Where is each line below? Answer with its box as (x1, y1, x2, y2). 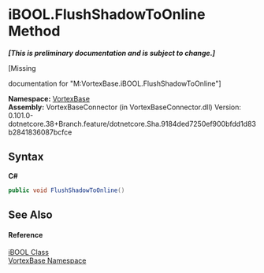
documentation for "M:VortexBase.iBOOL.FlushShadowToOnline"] (8, 79, 222, 88)
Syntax (8, 150, 44, 164)
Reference (8, 230, 43, 239)
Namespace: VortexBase (8, 94, 91, 103)
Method (8, 22, 61, 40)
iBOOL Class (8, 248, 50, 257)
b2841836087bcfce (8, 127, 73, 137)
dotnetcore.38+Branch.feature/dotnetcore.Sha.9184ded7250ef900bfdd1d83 (8, 119, 257, 128)
